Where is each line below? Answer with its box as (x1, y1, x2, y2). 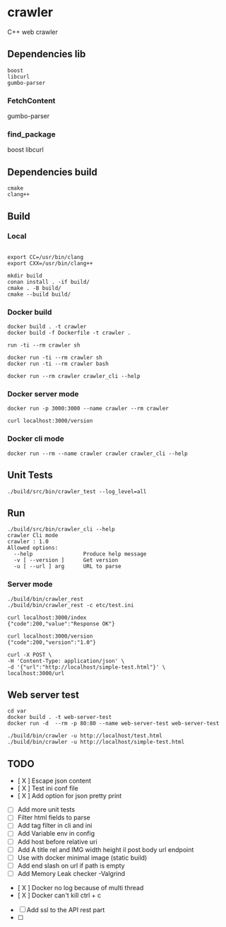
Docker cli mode (7, 434, 65, 444)
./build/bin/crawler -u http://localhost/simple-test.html (7, 739, 185, 746)
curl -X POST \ (7, 651, 52, 658)
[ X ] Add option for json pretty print (17, 792, 122, 800)
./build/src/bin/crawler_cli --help (7, 526, 115, 533)
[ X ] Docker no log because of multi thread (17, 883, 144, 892)
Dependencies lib (7, 48, 86, 60)
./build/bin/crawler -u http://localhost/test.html (7, 732, 162, 739)
